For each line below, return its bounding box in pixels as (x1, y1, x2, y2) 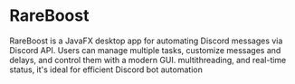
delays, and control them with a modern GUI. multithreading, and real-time (9, 54, 287, 65)
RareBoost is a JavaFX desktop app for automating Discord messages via (9, 35, 283, 46)
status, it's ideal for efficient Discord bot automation (9, 64, 204, 75)
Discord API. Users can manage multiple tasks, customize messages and (9, 44, 281, 55)
